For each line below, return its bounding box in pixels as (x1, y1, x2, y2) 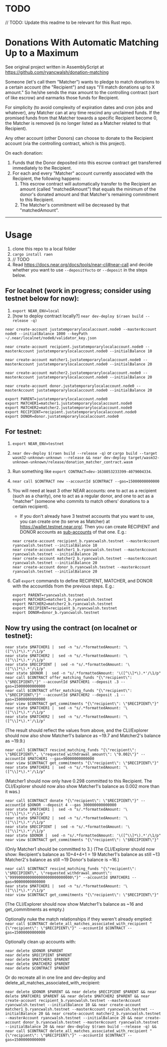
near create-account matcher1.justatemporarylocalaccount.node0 (5, 357, 141, 362)
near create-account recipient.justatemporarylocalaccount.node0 (5, 344, 143, 349)
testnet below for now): (5, 294, 80, 303)
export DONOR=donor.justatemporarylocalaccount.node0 (5, 414, 119, 419)
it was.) (5, 789, 20, 795)
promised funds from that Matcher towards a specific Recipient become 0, (5, 115, 158, 121)
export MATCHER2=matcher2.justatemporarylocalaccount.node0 (5, 405, 133, 410)
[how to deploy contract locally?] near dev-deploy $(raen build (12, 313, 144, 319)
